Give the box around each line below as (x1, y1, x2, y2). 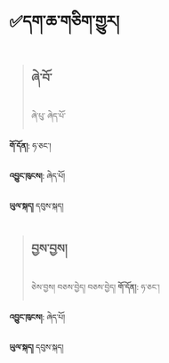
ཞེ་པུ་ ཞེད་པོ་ (30, 110, 67, 121)
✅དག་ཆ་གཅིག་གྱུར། (9, 12, 120, 32)
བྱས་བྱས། (30, 241, 68, 256)
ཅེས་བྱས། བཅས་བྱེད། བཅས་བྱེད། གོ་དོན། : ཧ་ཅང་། (30, 281, 160, 292)
